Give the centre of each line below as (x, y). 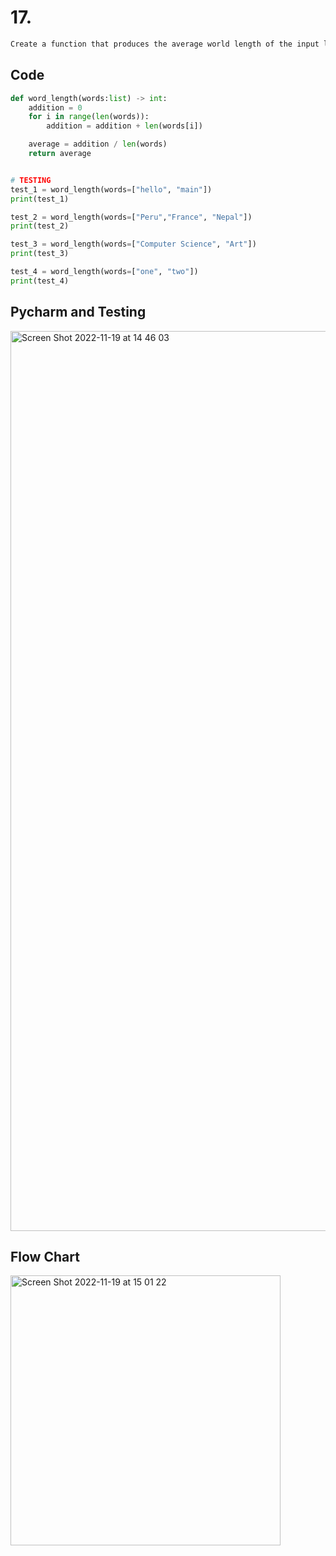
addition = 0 (55, 107)
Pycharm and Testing (78, 312)
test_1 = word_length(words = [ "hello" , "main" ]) (111, 189)
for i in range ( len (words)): (89, 117)
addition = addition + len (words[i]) (124, 126)
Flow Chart (45, 1256)
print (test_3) (40, 254)
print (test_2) (40, 226)
